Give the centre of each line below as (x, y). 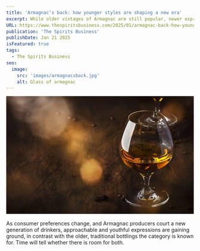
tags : (13, 51)
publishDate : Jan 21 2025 (38, 38)
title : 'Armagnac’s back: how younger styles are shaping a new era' (94, 13)
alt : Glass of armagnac (46, 82)
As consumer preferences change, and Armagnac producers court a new (96, 223)
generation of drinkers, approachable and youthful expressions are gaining (98, 230)
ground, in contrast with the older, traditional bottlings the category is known (100, 236)
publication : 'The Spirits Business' (53, 32)
